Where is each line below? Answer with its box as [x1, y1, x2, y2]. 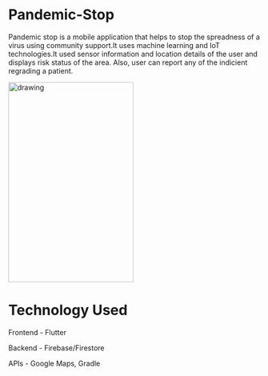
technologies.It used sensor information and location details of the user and [8, 49, 258, 58]
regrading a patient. [8, 66, 74, 75]
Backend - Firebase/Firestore [8, 342, 106, 353]
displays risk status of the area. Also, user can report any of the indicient [8, 58, 248, 67]
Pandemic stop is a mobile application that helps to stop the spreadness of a [8, 32, 260, 42]
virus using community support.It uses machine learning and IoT [8, 40, 220, 50]
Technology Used [8, 302, 128, 319]
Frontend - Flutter [8, 327, 66, 337]
